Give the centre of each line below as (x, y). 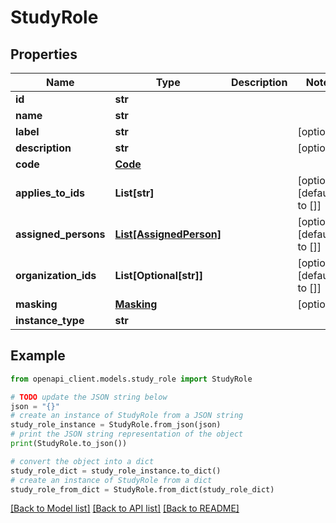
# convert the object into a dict (82, 461)
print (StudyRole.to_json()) (69, 444)
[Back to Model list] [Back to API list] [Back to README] (125, 508)
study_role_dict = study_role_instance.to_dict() (116, 471)
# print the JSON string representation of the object (127, 434)
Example (38, 356)
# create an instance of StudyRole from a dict (111, 480)
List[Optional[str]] (159, 275)
